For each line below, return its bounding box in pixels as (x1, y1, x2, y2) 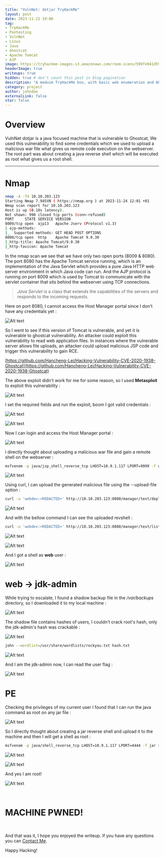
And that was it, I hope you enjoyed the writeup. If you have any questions (5, 833, 154, 838)
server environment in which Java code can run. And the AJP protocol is (5, 269, 151, 274)
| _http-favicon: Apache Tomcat (5, 244, 69, 249)
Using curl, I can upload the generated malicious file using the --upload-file (5, 482, 157, 488)
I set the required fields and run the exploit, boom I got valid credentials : (5, 402, 151, 407)
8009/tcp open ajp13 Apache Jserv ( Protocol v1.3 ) (5, 221, 117, 226)
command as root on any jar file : (5, 709, 71, 715)
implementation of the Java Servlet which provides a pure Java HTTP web (5, 263, 155, 269)
